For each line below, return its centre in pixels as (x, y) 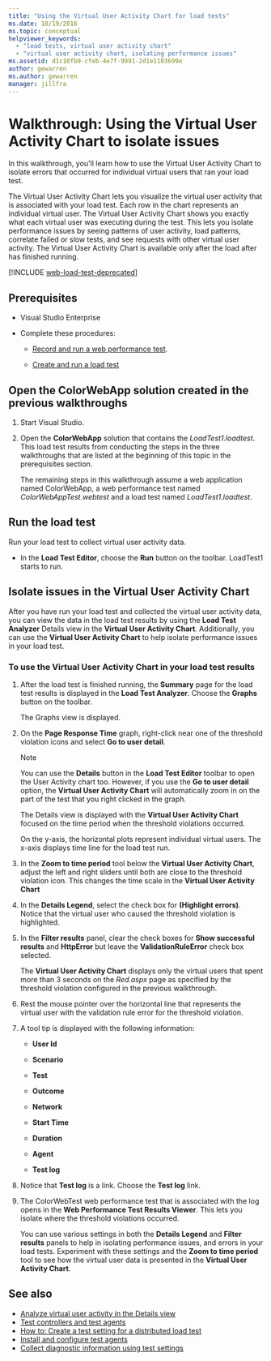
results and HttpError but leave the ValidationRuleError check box (132, 947)
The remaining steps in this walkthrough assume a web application (131, 480)
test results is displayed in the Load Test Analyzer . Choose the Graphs (138, 693)
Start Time (50, 1122)
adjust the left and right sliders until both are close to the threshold (131, 872)
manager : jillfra (38, 84)
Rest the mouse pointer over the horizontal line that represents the (131, 1003)
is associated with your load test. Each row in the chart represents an (123, 205)
